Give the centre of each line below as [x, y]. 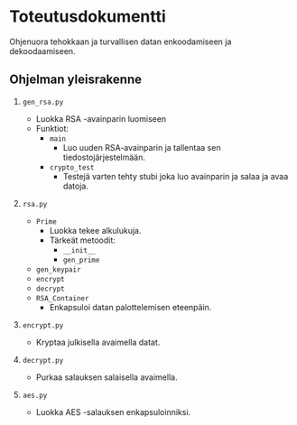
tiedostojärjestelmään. [104, 157]
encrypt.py [43, 325]
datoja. [75, 186]
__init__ [79, 250]
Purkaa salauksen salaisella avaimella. [107, 377]
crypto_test [72, 167]
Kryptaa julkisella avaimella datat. [98, 342]
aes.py [35, 395]
